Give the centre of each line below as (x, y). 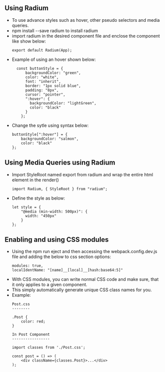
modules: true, (27, 266)
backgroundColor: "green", (53, 73)
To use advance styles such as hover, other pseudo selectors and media (86, 20)
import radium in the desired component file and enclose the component (86, 36)
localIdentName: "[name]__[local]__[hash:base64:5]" (67, 270)
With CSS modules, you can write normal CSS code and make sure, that (85, 279)
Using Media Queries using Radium (60, 163)
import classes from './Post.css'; (49, 348)
